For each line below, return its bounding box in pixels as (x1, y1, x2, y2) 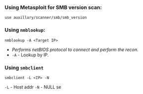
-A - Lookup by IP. (11, 51, 49, 58)
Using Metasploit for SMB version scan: (4, 4, 102, 11)
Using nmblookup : (4, 27, 46, 34)
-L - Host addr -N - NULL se (4, 84, 61, 90)
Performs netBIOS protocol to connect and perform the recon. (11, 47, 139, 52)
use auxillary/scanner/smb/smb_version (4, 15, 87, 20)
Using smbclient (4, 64, 44, 71)
